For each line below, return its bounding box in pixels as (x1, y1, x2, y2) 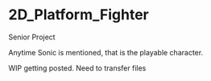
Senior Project (8, 32, 56, 42)
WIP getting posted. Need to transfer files (8, 63, 147, 73)
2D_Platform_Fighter (8, 6, 149, 24)
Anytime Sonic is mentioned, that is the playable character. (8, 47, 204, 57)
